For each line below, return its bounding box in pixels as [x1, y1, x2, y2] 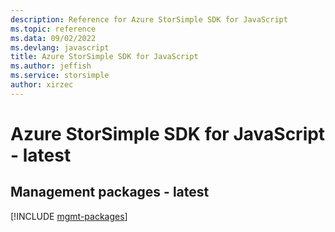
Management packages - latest [10, 184, 210, 201]
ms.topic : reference [10, 24, 97, 34]
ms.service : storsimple [10, 71, 110, 81]
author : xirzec [10, 80, 74, 90]
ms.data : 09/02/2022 [10, 33, 97, 43]
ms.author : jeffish [10, 61, 92, 71]
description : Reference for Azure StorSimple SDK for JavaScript [10, 14, 288, 25]
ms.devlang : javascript [10, 42, 110, 53]
